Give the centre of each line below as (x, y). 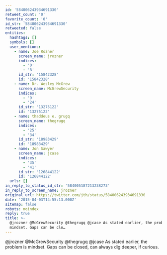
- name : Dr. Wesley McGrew (42, 84)
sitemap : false (21, 204)
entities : (15, 33)
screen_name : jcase (38, 153)
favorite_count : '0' (27, 19)
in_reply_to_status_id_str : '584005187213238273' (58, 186)
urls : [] (19, 181)
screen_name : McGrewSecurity (48, 88)
